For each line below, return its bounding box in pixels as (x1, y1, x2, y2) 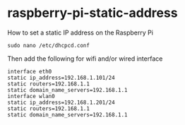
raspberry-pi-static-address (7, 5, 178, 21)
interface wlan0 (7, 93, 55, 100)
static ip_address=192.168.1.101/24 (7, 74, 115, 81)
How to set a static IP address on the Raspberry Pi (7, 28, 154, 37)
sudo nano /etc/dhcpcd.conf (7, 42, 90, 49)
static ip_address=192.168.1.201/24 (7, 99, 115, 106)
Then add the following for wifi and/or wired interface (7, 54, 163, 63)
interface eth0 (7, 68, 52, 75)
